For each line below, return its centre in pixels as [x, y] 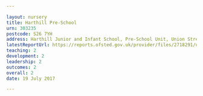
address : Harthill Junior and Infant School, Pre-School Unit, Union [96, 40]
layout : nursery [27, 17]
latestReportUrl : [28, 45]
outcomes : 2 [21, 67]
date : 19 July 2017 [31, 79]
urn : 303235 [21, 28]
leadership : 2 [24, 61]
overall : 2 [20, 73]
